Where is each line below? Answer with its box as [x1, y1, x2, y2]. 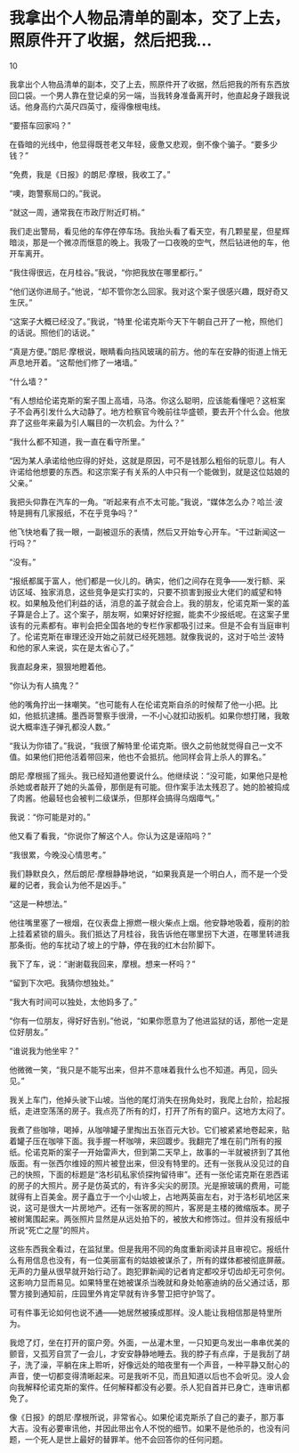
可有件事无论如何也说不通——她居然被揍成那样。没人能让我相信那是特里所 [9, 1307, 282, 1318]
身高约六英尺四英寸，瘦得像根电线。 [32, 101, 166, 111]
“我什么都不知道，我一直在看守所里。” [9, 436, 145, 446]
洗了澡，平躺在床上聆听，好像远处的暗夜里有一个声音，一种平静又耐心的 [24, 1359, 290, 1370]
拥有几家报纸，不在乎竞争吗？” [24, 507, 138, 518]
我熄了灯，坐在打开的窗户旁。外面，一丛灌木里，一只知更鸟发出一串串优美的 [9, 1337, 290, 1348]
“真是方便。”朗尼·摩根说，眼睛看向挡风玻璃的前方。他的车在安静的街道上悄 [9, 346, 280, 356]
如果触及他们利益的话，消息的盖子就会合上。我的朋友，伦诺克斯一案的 [24, 598, 282, 608]
